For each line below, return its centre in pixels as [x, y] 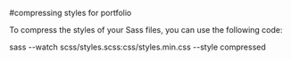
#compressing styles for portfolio [71, 13]
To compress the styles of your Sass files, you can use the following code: [146, 30]
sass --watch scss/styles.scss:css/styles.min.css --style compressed [137, 47]
